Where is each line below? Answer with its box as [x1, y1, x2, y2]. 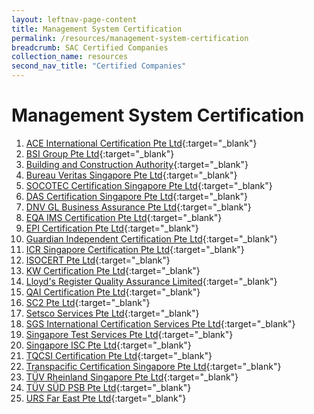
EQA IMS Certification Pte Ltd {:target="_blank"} [25, 211, 223, 223]
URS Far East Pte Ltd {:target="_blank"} [25, 392, 187, 404]
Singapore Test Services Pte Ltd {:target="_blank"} [25, 328, 234, 340]
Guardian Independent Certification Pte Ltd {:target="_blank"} [25, 232, 278, 245]
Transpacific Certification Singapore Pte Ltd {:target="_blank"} [25, 360, 282, 372]
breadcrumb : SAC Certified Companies [11, 42, 169, 53]
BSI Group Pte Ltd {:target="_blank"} [25, 147, 175, 160]
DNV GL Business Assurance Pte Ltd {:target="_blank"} [25, 201, 252, 213]
